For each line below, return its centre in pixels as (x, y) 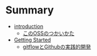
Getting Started (32, 40)
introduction (28, 26)
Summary (30, 10)
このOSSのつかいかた (49, 33)
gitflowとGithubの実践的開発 (57, 47)
